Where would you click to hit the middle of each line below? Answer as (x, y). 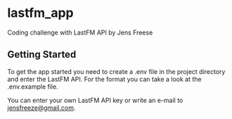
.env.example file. (33, 87)
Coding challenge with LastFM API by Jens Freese (80, 32)
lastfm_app (40, 13)
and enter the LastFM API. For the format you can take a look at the (104, 79)
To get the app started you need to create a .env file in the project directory (116, 71)
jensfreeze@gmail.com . (41, 108)
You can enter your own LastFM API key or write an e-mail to (95, 100)
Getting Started (42, 55)
